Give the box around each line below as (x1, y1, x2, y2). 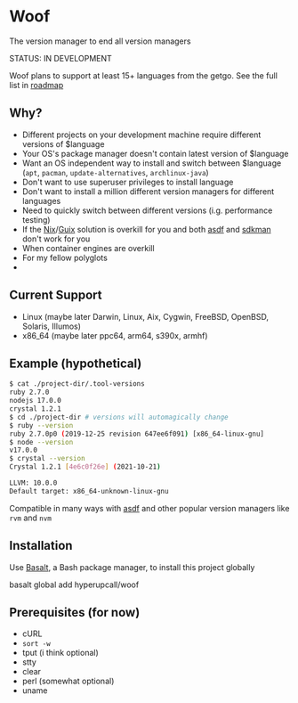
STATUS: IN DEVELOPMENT (9, 53, 113, 63)
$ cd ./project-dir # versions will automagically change (9, 413, 229, 421)
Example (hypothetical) (9, 356, 142, 371)
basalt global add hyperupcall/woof (9, 579, 140, 590)
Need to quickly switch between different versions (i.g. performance (21, 205, 273, 216)
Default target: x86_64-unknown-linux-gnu (9, 486, 169, 495)
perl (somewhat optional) (21, 675, 115, 687)
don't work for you (21, 233, 91, 244)
